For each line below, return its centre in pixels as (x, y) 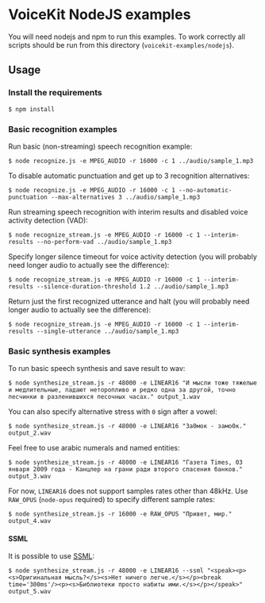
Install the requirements (55, 93)
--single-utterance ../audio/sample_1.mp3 (108, 331)
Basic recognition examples (63, 129)
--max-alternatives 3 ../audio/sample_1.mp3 (125, 197)
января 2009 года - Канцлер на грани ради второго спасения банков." (126, 470)
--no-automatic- (205, 190)
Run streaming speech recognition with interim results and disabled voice (128, 211)
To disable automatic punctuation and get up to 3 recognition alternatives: (129, 176)
